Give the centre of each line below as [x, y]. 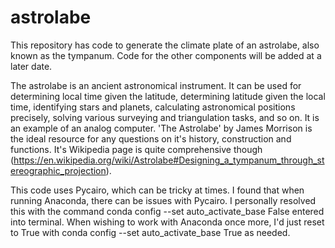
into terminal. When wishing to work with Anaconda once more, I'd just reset [167, 222]
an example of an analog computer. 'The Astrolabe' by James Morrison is [161, 128]
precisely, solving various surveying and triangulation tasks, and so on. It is [165, 117]
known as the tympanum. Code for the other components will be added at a [166, 55]
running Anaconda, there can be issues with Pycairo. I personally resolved [163, 200]
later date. [31, 66]
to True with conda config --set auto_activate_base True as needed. [150, 232]
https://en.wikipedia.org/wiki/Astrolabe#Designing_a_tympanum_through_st [169, 160]
